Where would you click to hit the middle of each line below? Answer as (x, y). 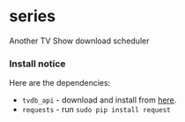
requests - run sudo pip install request (96, 110)
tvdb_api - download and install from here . (99, 100)
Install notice (37, 64)
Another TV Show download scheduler (79, 41)
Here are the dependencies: (60, 83)
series (32, 16)
